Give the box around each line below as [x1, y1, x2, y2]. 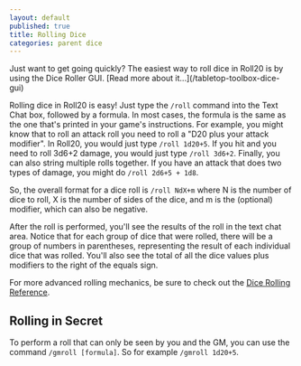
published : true [9, 22, 70, 31]
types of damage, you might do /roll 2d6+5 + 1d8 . [9, 167, 199, 178]
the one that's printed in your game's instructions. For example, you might [9, 119, 284, 130]
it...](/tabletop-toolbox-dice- [175, 73, 280, 84]
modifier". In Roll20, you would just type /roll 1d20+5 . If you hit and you [9, 138, 277, 149]
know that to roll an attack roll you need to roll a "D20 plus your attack [9, 128, 269, 140]
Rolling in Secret [9, 313, 104, 328]
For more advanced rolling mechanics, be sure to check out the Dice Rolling [9, 277, 291, 288]
